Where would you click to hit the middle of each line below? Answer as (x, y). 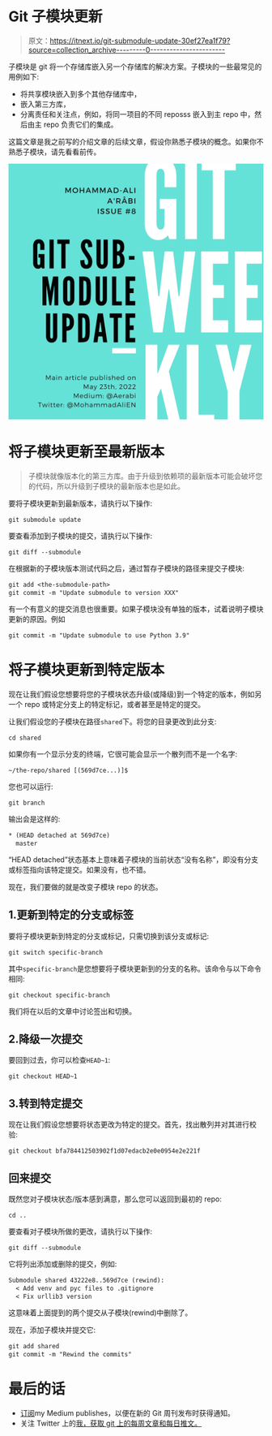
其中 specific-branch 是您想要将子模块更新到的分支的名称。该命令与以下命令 (135, 968)
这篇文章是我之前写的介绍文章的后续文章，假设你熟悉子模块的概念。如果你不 (136, 141)
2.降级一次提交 (46, 1039)
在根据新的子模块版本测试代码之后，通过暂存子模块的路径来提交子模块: (127, 568)
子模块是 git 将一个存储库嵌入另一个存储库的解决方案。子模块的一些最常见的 (135, 67)
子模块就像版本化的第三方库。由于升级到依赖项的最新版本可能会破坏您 (145, 476)
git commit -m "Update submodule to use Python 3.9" (99, 635)
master (27, 843)
